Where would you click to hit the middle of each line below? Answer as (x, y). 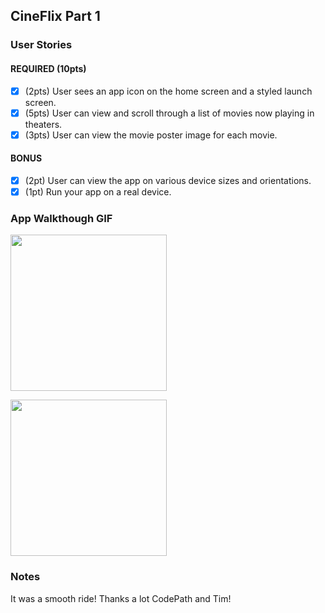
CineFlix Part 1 (55, 16)
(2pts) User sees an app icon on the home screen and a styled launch (168, 91)
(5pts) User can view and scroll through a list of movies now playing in (169, 113)
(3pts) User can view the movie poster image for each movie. (151, 135)
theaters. (43, 124)
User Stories (41, 45)
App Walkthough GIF (61, 218)
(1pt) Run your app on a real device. (98, 191)
